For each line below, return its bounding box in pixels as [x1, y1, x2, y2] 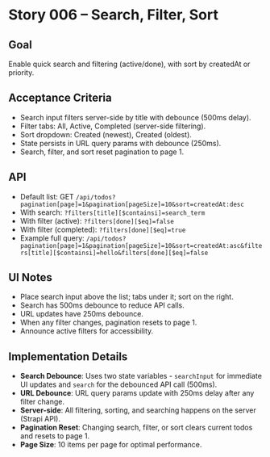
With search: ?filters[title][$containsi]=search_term [19, 208, 206, 217]
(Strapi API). [19, 414, 60, 424]
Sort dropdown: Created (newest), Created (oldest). [19, 129, 192, 139]
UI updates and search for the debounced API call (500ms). [19, 379, 218, 389]
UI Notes [8, 270, 52, 284]
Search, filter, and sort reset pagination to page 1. [19, 147, 185, 157]
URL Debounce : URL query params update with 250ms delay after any [19, 388, 255, 398]
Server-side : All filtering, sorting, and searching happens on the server [19, 405, 256, 415]
